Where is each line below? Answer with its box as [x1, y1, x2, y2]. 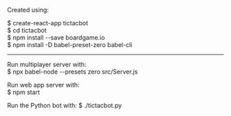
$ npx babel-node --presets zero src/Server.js [7, 68, 138, 76]
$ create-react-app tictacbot [7, 19, 89, 27]
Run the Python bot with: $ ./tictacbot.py [7, 102, 122, 109]
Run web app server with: [7, 81, 80, 89]
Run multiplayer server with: [7, 61, 87, 68]
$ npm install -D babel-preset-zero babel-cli [7, 41, 133, 48]
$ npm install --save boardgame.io [7, 33, 105, 42]
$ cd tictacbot [7, 27, 47, 34]
